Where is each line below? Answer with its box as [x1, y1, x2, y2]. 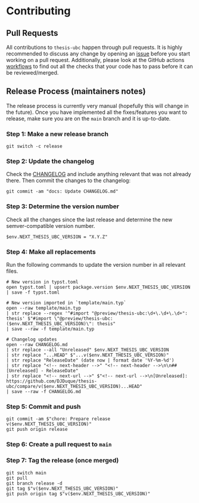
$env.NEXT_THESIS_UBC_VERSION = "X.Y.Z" [6, 234, 108, 240]
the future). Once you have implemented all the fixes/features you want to [6, 109, 188, 116]
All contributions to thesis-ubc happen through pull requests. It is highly [6, 44, 183, 51]
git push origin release [6, 427, 68, 433]
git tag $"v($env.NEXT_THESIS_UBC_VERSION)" [6, 485, 119, 492]
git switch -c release [6, 143, 63, 150]
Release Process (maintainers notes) [6, 87, 146, 97]
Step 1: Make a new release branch [6, 129, 109, 138]
